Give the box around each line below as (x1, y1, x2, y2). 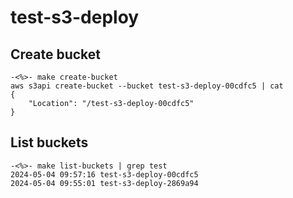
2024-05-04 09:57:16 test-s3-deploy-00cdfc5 (10, 169, 199, 180)
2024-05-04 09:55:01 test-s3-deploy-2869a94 (10, 178, 199, 188)
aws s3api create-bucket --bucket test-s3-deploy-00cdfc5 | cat (10, 81, 284, 91)
